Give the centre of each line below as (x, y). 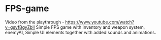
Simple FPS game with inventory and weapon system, (91, 27)
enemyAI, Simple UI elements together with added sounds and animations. (80, 32)
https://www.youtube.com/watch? (100, 22)
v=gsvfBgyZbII (20, 27)
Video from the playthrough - (35, 22)
